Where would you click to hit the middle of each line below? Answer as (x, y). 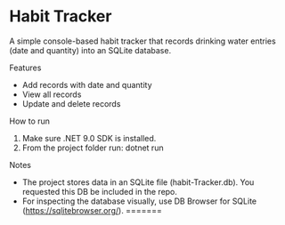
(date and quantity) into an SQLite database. (90, 50)
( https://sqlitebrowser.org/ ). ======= (92, 210)
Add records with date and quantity (87, 84)
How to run (30, 121)
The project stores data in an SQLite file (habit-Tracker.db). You (138, 182)
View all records (52, 94)
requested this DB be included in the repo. (100, 191)
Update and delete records (71, 103)
